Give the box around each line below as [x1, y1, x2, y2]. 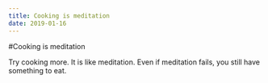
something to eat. [8, 65, 67, 75]
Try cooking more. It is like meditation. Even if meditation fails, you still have [8, 57, 261, 67]
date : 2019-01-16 [8, 19, 67, 27]
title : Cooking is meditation [8, 11, 111, 20]
